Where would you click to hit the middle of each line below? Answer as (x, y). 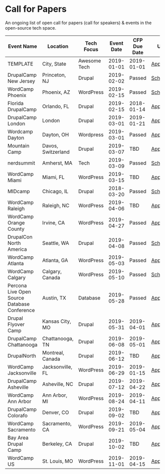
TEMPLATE (20, 64)
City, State (54, 64)
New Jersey (21, 81)
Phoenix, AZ (56, 92)
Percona (17, 285)
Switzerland (56, 152)
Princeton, (54, 75)
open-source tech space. (31, 28)
